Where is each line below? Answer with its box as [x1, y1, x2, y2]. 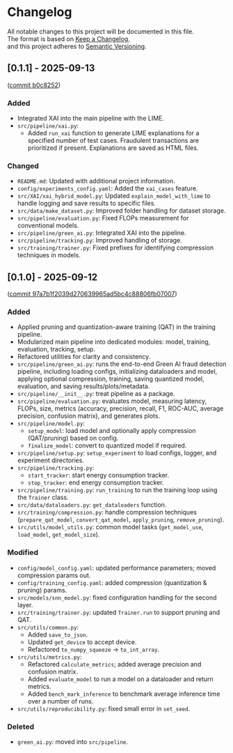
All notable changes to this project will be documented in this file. [7, 27, 195, 36]
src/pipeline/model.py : [17, 419, 86, 427]
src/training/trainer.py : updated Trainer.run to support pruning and [17, 608, 220, 616]
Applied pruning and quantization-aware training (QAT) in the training [17, 323, 216, 331]
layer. [17, 600, 33, 609]
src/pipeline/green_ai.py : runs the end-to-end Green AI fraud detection [17, 360, 227, 368]
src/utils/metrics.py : [17, 653, 82, 661]
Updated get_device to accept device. [27, 637, 137, 646]
